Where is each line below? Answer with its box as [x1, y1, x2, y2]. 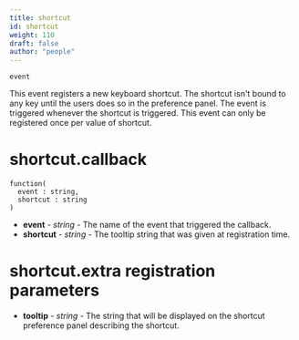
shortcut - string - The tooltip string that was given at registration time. [22, 229, 291, 240]
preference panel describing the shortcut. [22, 320, 180, 331]
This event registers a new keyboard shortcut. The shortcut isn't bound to [9, 88, 286, 99]
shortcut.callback [9, 149, 148, 170]
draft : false [9, 38, 59, 48]
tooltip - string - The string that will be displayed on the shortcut [22, 311, 266, 321]
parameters [9, 280, 100, 301]
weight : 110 [9, 30, 55, 39]
